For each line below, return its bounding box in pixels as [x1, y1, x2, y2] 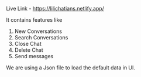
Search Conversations [14, 34, 68, 41]
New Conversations [14, 28, 63, 35]
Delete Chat [14, 46, 44, 53]
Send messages [14, 53, 54, 59]
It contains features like [6, 16, 63, 23]
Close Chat [14, 41, 42, 47]
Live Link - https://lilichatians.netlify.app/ [6, 5, 104, 12]
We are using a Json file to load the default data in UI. [6, 64, 136, 71]
